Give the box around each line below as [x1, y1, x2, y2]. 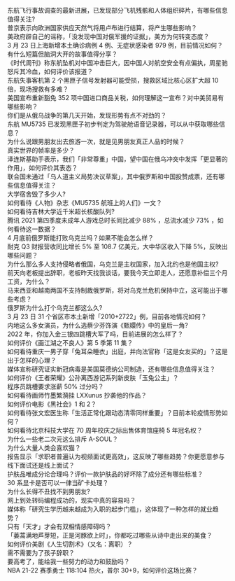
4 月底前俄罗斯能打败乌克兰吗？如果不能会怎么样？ [7, 234, 154, 241]
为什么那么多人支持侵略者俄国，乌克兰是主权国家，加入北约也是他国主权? [7, 260, 219, 268]
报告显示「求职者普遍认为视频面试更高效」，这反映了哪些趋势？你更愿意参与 [7, 452, 225, 461]
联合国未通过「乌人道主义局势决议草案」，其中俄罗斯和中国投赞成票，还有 [7, 172, 219, 181]
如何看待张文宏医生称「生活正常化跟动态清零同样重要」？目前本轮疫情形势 [7, 409, 222, 416]
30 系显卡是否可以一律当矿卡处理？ [7, 479, 109, 486]
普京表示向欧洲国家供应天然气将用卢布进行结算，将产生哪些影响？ [7, 24, 197, 31]
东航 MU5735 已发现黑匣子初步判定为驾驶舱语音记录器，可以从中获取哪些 [7, 120, 219, 128]
